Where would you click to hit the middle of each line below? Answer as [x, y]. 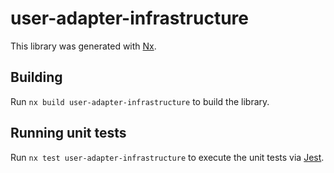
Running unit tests [68, 133]
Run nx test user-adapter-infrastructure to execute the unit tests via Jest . [167, 157]
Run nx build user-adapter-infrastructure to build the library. [140, 101]
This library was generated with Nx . [83, 46]
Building [36, 77]
